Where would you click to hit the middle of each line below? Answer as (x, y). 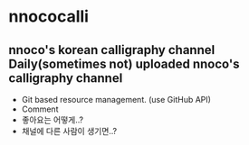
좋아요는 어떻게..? (52, 120)
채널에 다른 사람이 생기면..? (69, 131)
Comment (40, 109)
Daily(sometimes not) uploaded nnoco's (124, 63)
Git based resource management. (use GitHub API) (116, 100)
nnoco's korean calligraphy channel (112, 50)
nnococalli (49, 17)
